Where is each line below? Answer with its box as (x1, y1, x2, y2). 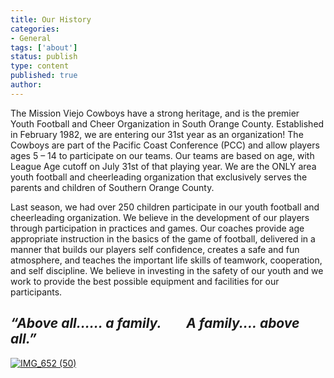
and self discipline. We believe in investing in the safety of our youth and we (10, 264, 324, 276)
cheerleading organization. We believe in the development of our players (10, 211, 310, 223)
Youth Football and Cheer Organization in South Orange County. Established (10, 117, 325, 130)
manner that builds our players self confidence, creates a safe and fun (10, 243, 300, 255)
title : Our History (10, 14, 92, 25)
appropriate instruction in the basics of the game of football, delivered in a (10, 232, 316, 245)
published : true (10, 71, 78, 81)
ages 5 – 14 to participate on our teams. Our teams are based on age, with (10, 149, 315, 161)
